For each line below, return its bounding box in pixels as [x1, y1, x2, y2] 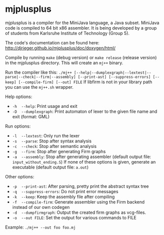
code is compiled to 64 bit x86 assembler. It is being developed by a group [5, 25, 157, 31]
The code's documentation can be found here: [5, 39, 99, 45]
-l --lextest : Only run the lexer [12, 133, 80, 138]
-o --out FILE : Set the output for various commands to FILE [12, 214, 137, 220]
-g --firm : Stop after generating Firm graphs [12, 148, 106, 154]
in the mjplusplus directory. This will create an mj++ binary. [5, 60, 123, 66]
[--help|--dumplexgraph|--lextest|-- [73, 70, 152, 75]
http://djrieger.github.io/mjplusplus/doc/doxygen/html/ [5, 45, 116, 51]
